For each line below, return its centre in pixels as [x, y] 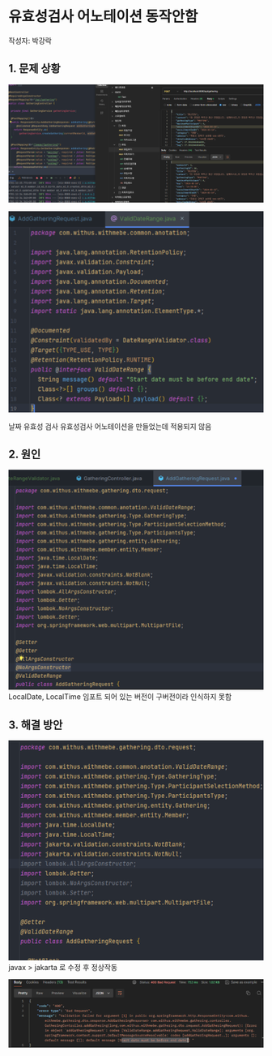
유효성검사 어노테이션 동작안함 [103, 17]
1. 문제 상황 [34, 69]
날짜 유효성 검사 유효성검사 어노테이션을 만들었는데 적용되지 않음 [110, 426]
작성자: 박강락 [30, 41]
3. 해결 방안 [36, 725]
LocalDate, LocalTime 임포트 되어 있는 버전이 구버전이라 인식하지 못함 [120, 697]
